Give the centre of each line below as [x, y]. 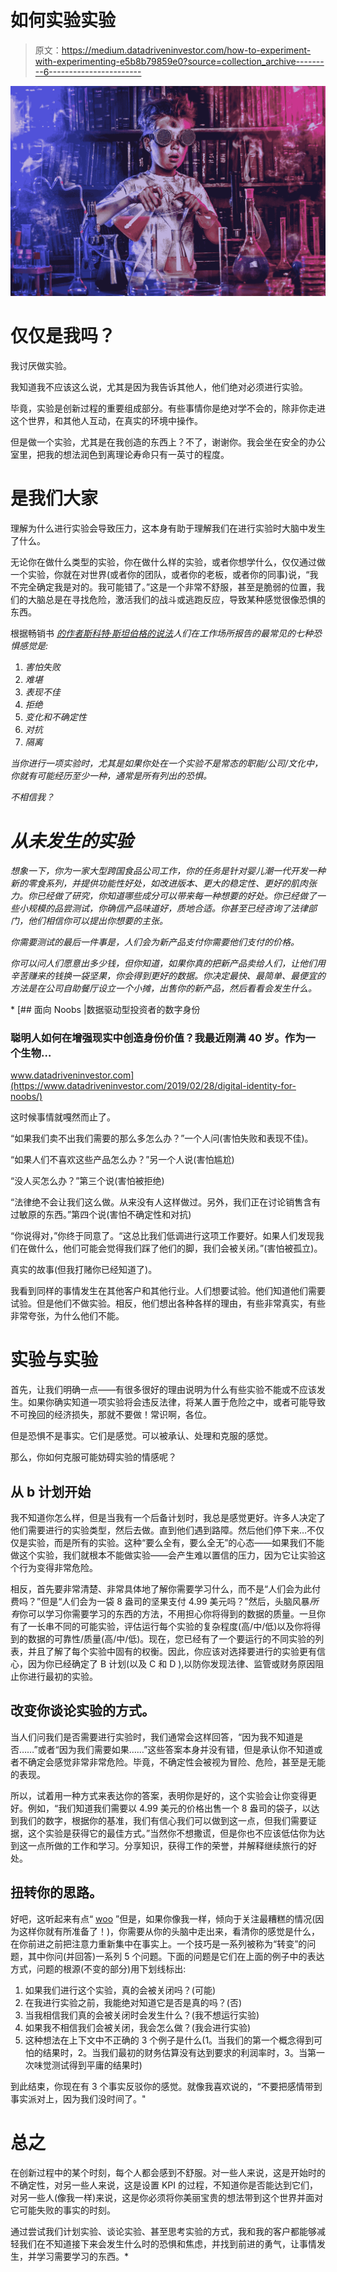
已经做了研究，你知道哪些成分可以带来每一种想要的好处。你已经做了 [176, 895]
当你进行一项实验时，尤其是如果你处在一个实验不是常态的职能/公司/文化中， [167, 763]
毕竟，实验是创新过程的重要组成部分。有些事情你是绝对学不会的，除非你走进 [168, 408]
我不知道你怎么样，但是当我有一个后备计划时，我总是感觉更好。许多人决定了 [168, 1517]
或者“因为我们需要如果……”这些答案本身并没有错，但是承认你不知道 [176, 1749]
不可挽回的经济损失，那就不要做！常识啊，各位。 [111, 1415]
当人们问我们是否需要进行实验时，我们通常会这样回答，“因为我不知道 [152, 1737]
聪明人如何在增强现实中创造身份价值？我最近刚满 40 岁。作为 [158, 1038]
